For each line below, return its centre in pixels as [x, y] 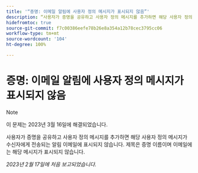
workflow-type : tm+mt [33, 34]
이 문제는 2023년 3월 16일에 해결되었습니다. [57, 124]
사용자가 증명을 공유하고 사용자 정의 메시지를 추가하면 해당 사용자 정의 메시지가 [97, 137]
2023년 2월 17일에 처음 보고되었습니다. [51, 164]
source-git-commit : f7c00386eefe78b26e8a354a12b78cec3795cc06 [84, 28]
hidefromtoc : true [29, 22]
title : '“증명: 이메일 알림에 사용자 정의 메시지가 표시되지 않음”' [78, 12]
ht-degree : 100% [26, 45]
